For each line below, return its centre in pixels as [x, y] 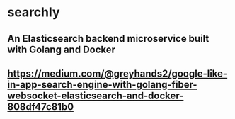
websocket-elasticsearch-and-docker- [96, 95]
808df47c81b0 [41, 107]
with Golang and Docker [61, 49]
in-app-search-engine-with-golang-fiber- [102, 85]
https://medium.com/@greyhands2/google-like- [117, 73]
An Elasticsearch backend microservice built [108, 39]
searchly [34, 12]
